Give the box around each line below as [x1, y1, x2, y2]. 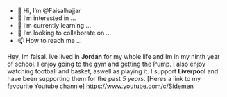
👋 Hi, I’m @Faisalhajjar [17, 7, 81, 15]
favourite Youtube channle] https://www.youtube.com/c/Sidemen [7, 82, 194, 90]
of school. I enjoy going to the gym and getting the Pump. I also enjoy [7, 60, 206, 68]
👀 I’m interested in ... [17, 14, 76, 22]
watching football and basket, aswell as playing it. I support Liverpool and [7, 67, 219, 76]
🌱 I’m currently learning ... [17, 21, 92, 29]
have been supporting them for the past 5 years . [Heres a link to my [7, 75, 201, 82]
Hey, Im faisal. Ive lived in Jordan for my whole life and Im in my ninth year [7, 53, 220, 60]
